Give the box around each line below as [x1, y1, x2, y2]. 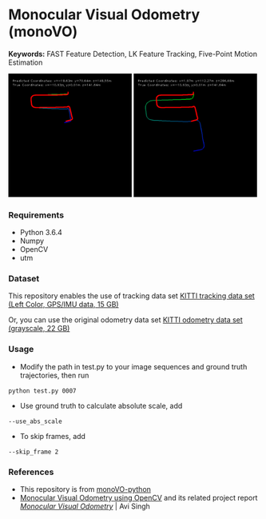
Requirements [8, 210, 65, 221]
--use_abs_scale [8, 417, 62, 425]
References [8, 466, 54, 477]
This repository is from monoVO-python [19, 485, 152, 494]
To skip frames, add [19, 431, 86, 441]
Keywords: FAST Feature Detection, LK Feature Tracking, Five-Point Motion [8, 49, 258, 58]
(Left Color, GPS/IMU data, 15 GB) [8, 300, 119, 309]
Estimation [8, 58, 43, 67]
